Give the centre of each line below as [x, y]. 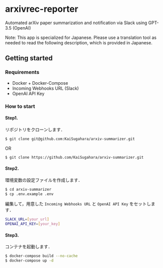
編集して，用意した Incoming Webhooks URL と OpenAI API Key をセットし [78, 204]
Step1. [12, 118]
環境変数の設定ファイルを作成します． [44, 180]
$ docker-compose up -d [29, 261]
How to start [20, 106]
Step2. [12, 168]
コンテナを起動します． [29, 247]
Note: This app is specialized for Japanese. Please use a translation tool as [81, 37]
